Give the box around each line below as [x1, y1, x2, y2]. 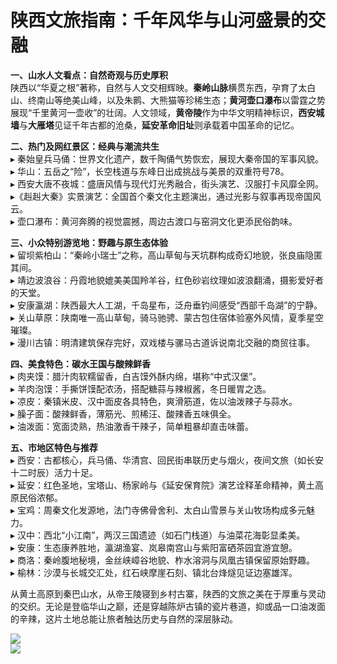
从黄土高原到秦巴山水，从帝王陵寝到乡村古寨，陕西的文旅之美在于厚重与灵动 [10, 587, 326, 600]
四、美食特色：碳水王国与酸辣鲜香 [10, 357, 151, 370]
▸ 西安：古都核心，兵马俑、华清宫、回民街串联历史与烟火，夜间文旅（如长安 [10, 454, 324, 466]
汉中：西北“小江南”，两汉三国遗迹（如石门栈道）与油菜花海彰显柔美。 [16, 529, 306, 541]
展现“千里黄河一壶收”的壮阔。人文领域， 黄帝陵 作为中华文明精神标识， [10, 106, 299, 118]
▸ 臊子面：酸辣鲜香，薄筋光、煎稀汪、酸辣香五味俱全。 [10, 407, 237, 420]
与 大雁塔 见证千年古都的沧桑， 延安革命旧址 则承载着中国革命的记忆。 [19, 119, 300, 131]
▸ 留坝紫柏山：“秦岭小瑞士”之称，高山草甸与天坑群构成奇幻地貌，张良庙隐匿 [10, 249, 323, 261]
